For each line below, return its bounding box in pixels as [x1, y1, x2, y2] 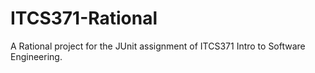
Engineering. [10, 50, 63, 62]
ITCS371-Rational [10, 7, 158, 30]
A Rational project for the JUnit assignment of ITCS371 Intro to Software [10, 40, 306, 52]
